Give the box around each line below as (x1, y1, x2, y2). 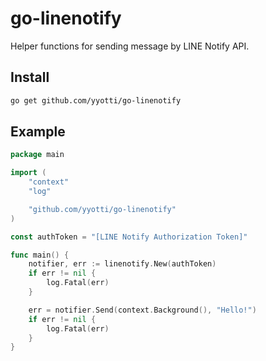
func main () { (10, 250, 70, 260)
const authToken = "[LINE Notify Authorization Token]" (10, 232, 248, 242)
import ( (10, 168, 47, 178)
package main (10, 150, 65, 160)
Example (10, 123, 66, 141)
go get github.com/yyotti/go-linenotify (10, 95, 182, 106)
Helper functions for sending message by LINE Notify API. (10, 40, 250, 52)
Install (10, 69, 50, 86)
